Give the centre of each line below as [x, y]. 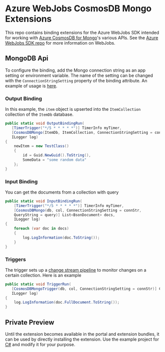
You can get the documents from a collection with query [62, 192]
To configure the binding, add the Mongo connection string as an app [75, 70]
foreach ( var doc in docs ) [41, 228]
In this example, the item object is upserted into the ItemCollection [73, 109]
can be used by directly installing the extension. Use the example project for [82, 339]
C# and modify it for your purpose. [40, 344]
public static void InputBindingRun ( [44, 201]
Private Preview [30, 322]
